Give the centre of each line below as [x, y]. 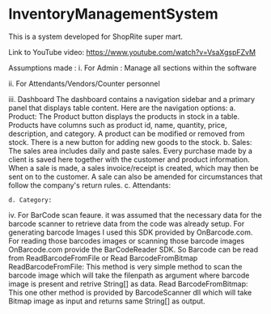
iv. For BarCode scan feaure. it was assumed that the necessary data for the [135, 214]
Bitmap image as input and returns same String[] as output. [107, 301]
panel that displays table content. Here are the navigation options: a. [122, 108]
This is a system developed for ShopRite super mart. [96, 36]
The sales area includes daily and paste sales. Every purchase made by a [131, 151]
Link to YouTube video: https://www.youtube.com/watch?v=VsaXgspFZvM [132, 52]
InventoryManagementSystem [113, 14]
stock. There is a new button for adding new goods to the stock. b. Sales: [130, 142]
